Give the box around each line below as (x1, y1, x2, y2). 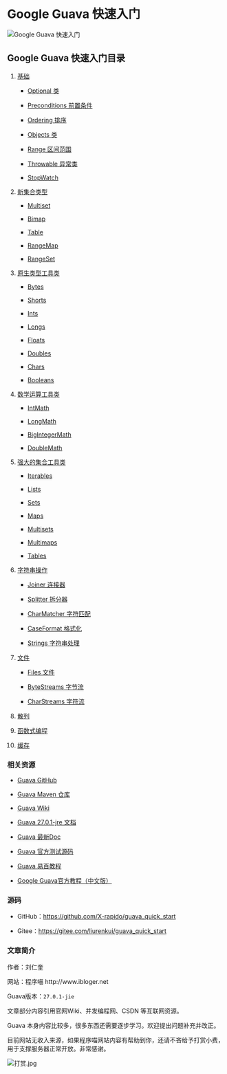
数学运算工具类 (17, 390, 60, 398)
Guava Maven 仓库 (17, 790, 71, 798)
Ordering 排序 (27, 116, 67, 124)
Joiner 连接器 (27, 580, 66, 589)
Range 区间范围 (27, 145, 72, 153)
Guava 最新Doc (17, 833, 61, 841)
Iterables (27, 472, 53, 480)
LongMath (27, 417, 57, 425)
